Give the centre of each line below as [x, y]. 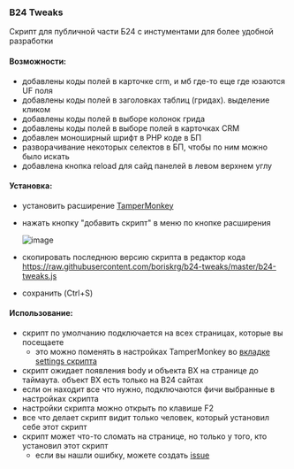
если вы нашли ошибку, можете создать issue [122, 455]
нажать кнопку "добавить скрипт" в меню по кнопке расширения [146, 222]
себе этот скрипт [54, 427]
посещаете [43, 342]
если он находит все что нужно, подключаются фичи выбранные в [148, 389]
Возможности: [38, 61]
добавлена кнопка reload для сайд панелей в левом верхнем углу [147, 165]
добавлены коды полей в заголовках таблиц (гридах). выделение [146, 100]
